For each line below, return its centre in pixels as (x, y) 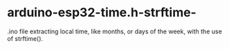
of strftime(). (25, 38)
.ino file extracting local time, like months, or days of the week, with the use (115, 31)
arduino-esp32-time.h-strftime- (102, 13)
